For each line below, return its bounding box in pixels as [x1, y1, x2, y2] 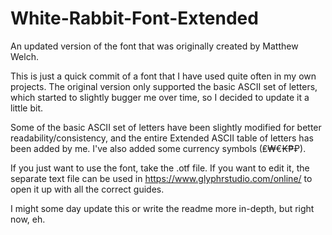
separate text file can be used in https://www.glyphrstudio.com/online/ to [10, 172, 313, 184]
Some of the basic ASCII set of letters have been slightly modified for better [10, 121, 322, 133]
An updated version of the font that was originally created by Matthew [10, 40, 299, 52]
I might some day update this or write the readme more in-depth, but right [10, 202, 315, 214]
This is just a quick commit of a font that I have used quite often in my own [10, 70, 317, 82]
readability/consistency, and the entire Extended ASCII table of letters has [10, 132, 314, 144]
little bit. [10, 102, 44, 114]
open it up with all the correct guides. [10, 183, 165, 195]
